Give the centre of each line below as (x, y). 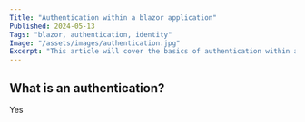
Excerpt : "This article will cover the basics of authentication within (150, 52)
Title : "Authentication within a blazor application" (113, 18)
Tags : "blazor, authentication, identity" (91, 34)
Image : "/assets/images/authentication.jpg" (95, 43)
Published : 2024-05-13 (52, 26)
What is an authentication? (87, 88)
